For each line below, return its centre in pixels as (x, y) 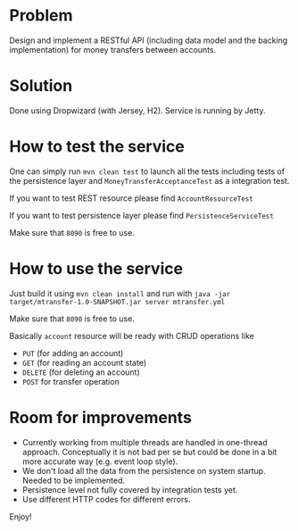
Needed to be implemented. (74, 480)
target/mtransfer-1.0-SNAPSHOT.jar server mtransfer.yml (117, 302)
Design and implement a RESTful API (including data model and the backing (149, 40)
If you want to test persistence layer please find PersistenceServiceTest (142, 215)
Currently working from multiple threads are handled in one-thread (145, 442)
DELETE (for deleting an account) (81, 372)
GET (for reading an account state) (84, 362)
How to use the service (96, 269)
